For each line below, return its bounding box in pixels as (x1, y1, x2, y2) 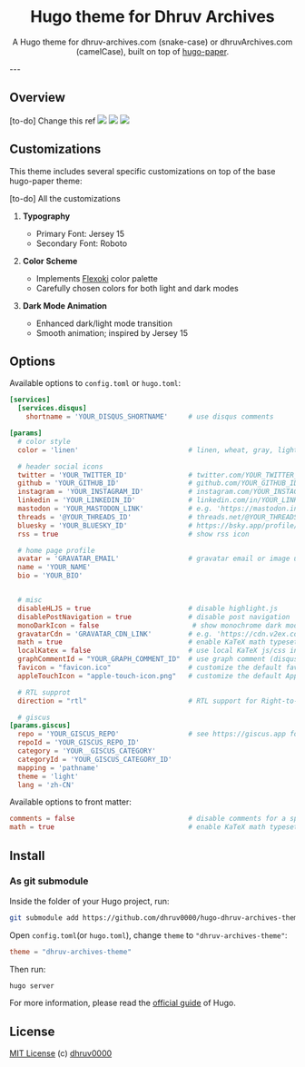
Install (9, 847, 45, 864)
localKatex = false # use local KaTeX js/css (17, 647, 286, 656)
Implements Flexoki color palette (35, 272, 159, 283)
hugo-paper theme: (9, 175, 83, 186)
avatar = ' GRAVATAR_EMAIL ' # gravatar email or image (17, 554, 290, 564)
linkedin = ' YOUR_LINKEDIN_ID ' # (17, 496, 193, 505)
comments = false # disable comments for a (9, 815, 286, 824)
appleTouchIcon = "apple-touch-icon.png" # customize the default (17, 671, 282, 680)
